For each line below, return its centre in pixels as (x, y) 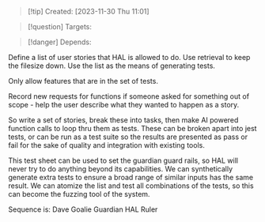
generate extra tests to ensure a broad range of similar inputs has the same (131, 177)
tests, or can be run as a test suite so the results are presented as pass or (128, 137)
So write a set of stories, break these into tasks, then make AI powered (123, 120)
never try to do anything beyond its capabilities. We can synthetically (121, 169)
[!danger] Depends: (59, 42)
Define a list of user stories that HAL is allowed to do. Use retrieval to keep (129, 57)
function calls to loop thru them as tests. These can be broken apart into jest (132, 128)
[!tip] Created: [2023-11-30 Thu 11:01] (88, 11)
